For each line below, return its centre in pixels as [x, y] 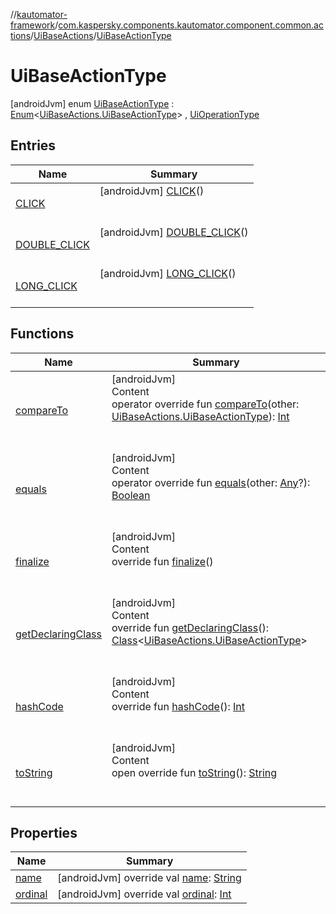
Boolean [131, 495]
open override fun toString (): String [194, 772]
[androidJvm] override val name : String [149, 878]
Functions [42, 334]
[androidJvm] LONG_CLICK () [168, 273]
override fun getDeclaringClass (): [190, 627]
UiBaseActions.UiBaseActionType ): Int [200, 416]
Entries [33, 145]
